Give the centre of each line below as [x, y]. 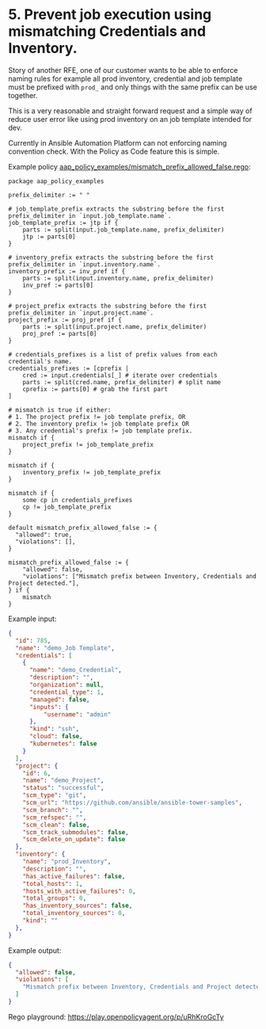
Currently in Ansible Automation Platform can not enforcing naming [118, 143]
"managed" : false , [59, 699]
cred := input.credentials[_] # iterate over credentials [120, 375]
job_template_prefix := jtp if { [63, 223]
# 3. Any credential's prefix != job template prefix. [101, 431]
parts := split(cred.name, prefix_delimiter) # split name [122, 382]
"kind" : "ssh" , [54, 729]
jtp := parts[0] [49, 236]
